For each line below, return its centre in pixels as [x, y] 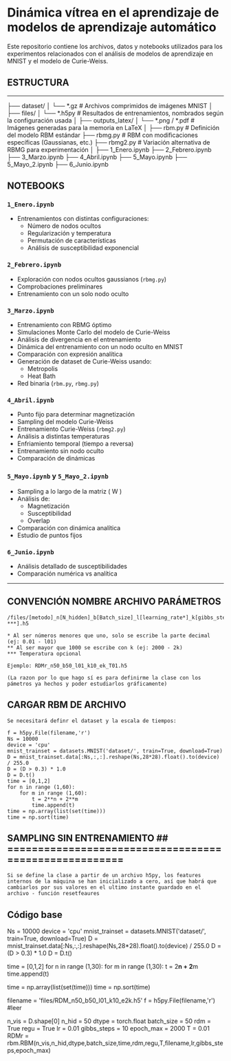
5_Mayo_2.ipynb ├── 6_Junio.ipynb [58, 164]
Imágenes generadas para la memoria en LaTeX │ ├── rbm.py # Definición [113, 127]
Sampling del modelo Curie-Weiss [65, 422]
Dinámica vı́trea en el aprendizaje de [113, 13]
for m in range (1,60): [54, 793]
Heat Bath [42, 376]
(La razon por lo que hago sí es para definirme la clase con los [104, 677]
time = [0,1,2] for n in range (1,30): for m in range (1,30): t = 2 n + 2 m [103, 967]
